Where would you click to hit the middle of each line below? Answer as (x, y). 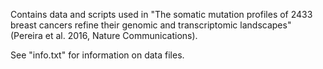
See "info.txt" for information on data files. (97, 55)
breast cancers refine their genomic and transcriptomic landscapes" (151, 25)
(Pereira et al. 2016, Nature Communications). (104, 35)
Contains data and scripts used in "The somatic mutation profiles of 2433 (161, 14)
